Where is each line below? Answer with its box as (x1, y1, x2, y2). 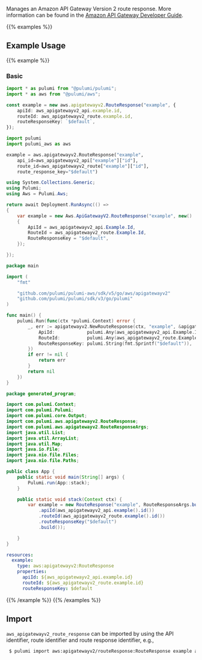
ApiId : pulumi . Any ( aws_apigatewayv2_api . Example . (38, 329, 195, 335)
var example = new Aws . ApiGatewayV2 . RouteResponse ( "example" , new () (17, 213, 192, 219)
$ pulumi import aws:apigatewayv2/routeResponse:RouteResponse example (8, 648, 192, 654)
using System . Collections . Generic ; (6, 179, 96, 186)
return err (38, 357, 66, 364)
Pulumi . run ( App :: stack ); (28, 479, 90, 485)
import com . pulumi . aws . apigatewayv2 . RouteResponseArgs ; (6, 424, 149, 430)
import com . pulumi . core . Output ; (6, 413, 87, 419)
